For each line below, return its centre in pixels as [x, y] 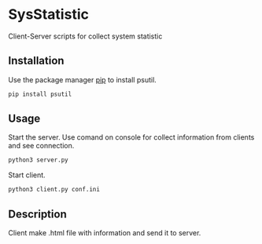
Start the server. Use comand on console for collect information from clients [131, 137]
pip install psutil [40, 94]
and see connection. [41, 146]
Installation [36, 61]
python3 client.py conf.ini [54, 190]
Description [37, 214]
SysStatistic [48, 15]
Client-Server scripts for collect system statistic [85, 36]
